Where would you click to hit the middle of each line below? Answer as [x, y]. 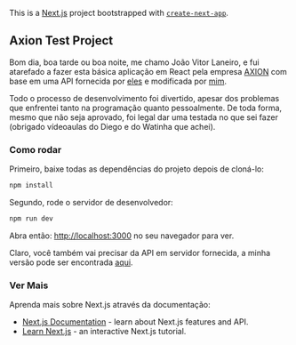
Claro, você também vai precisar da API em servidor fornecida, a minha [140, 253]
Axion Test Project [61, 40]
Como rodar [36, 149]
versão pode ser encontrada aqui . [71, 262]
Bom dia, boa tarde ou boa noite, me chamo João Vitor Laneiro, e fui [134, 62]
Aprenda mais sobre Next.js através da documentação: [110, 305]
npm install [31, 186]
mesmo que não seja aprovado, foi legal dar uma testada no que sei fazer [144, 117]
